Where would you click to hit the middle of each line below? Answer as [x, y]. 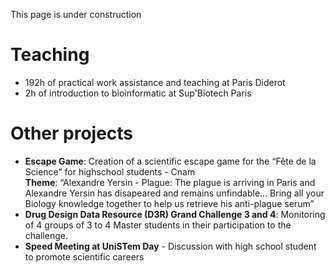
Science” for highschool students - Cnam [110, 171]
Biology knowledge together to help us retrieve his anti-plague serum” [169, 203]
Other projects [72, 133]
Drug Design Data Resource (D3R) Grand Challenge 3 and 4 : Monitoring [175, 214]
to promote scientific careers [84, 256]
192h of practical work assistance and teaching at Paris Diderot [155, 82]
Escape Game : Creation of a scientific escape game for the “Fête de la [170, 161]
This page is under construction [76, 14]
